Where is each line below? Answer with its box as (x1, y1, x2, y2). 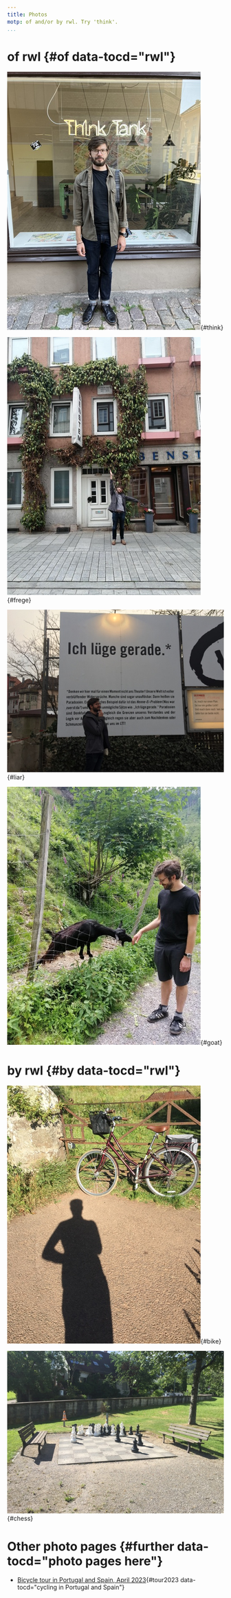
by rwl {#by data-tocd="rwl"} (7, 1063, 181, 1078)
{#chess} (7, 1514, 34, 1523)
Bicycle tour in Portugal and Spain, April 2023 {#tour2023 (16, 1576, 179, 1584)
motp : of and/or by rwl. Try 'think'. (7, 18, 118, 25)
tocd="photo (7, 1553, 83, 1568)
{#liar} (7, 773, 25, 781)
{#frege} (7, 596, 32, 605)
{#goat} (200, 1039, 223, 1047)
